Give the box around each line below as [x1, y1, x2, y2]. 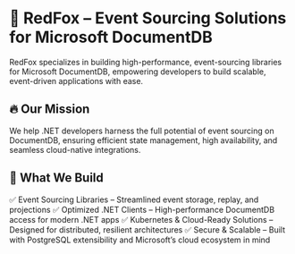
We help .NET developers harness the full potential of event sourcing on [9, 125, 274, 136]
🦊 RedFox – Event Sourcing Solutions [9, 8, 287, 29]
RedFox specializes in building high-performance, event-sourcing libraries [9, 56, 282, 67]
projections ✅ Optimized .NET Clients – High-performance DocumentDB [9, 204, 275, 215]
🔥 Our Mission [9, 102, 90, 117]
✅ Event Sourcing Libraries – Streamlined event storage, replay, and [9, 194, 259, 205]
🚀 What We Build [9, 170, 105, 186]
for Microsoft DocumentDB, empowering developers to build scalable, [9, 66, 266, 77]
